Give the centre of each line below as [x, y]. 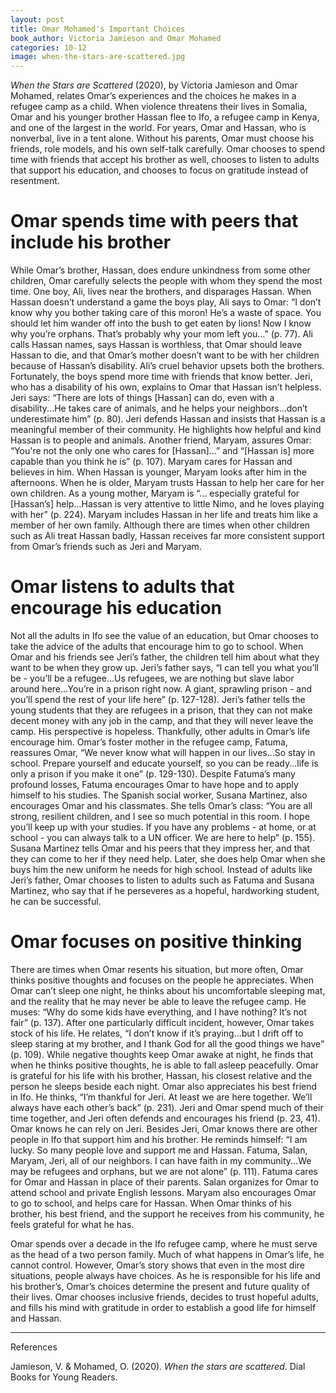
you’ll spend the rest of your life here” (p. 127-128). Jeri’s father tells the [158, 699]
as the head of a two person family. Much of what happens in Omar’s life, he [167, 1254]
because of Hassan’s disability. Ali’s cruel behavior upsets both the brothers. [167, 366]
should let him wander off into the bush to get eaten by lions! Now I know [161, 323]
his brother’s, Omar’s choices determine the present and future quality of [160, 1286]
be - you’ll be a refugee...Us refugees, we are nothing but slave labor [152, 678]
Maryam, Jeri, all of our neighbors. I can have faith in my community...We [161, 1160]
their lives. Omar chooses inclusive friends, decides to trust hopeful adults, [165, 1297]
